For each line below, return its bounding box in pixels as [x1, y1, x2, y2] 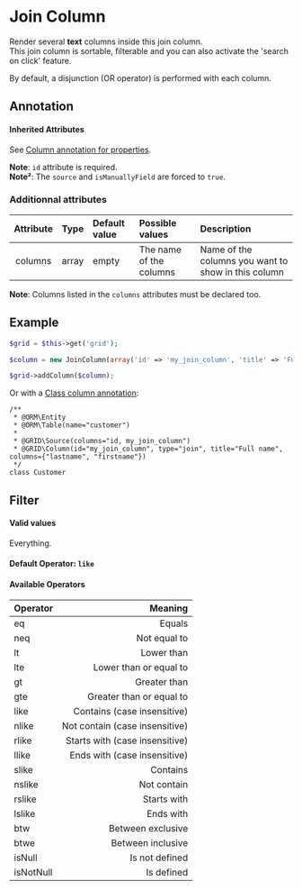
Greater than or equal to [87, 690, 189, 703]
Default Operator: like [9, 559, 94, 569]
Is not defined [129, 851, 189, 864]
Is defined [146, 866, 189, 878]
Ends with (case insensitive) [69, 749, 189, 761]
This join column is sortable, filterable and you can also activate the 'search [9, 45, 289, 56]
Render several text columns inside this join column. [9, 36, 203, 47]
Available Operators [9, 579, 85, 590]
